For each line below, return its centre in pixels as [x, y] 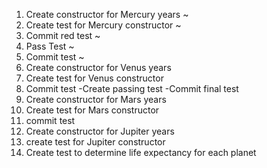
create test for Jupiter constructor [95, 142]
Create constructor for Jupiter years [100, 131]
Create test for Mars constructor [92, 110]
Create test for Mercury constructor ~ [103, 25]
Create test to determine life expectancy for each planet [141, 152]
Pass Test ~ [50, 46]
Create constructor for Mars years [96, 99]
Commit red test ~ [63, 35]
